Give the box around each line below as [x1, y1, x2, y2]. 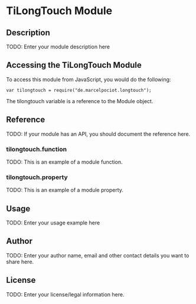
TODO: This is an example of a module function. [6, 158, 123, 166]
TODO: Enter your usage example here [6, 219, 100, 226]
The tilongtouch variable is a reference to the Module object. [6, 97, 153, 104]
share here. [6, 258, 34, 265]
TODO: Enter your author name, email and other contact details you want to [6, 252, 190, 259]
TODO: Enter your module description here [6, 43, 110, 50]
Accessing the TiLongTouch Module [6, 60, 142, 70]
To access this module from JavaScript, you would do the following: [6, 75, 171, 83]
